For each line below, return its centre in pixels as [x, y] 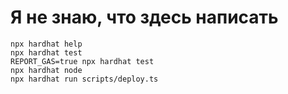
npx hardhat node [46, 70]
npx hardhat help [46, 44]
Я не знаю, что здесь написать [144, 17]
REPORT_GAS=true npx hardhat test [82, 61]
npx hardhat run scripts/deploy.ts [84, 79]
